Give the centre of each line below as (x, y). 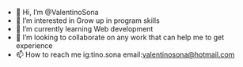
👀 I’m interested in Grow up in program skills (87, 20)
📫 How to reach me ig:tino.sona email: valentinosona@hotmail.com (125, 54)
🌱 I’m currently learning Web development (84, 29)
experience (34, 46)
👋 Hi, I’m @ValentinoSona (57, 12)
